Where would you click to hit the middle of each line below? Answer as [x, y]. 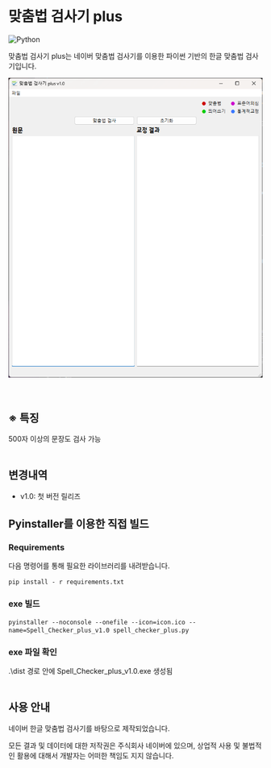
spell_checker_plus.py [151, 630]
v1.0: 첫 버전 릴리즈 [50, 496]
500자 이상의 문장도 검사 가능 [55, 438]
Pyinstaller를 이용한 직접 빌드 [79, 524]
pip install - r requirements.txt [67, 582]
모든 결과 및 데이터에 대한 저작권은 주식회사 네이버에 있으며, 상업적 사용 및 [124, 745]
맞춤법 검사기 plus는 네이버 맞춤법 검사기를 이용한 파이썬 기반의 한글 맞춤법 [126, 56]
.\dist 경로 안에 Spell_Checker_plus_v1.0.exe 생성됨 [91, 671]
